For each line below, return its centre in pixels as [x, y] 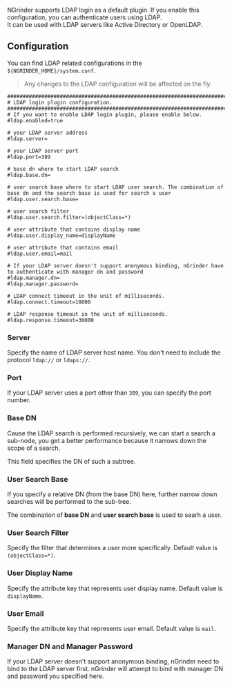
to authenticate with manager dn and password [75, 272]
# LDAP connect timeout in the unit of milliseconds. [86, 296]
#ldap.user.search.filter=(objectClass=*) [69, 217]
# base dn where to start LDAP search [63, 169]
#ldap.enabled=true [35, 120]
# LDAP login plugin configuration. [60, 102]
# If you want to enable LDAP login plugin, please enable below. [105, 114]
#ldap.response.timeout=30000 [51, 320]
